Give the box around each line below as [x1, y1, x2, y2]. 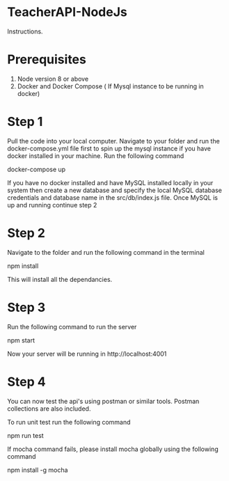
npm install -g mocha [7, 466, 68, 474]
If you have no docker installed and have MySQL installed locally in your [7, 178, 214, 187]
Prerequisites [7, 52, 87, 68]
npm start [7, 336, 35, 345]
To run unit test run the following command [7, 418, 131, 426]
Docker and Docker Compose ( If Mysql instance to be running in [17, 81, 204, 90]
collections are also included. [7, 404, 91, 413]
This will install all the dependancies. [7, 275, 113, 283]
